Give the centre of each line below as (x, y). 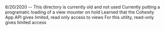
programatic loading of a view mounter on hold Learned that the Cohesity (80, 12)
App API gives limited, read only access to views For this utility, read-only (80, 17)
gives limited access (26, 22)
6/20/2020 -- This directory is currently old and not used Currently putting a (82, 7)
